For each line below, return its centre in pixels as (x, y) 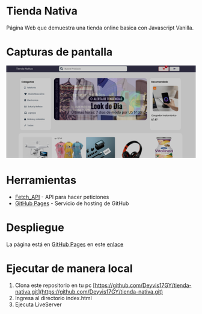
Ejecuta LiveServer (38, 304)
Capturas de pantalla (60, 52)
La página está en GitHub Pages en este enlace (65, 244)
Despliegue (35, 228)
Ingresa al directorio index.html (53, 298)
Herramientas (41, 180)
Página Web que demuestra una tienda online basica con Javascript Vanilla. (100, 28)
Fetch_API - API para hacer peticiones (62, 197)
